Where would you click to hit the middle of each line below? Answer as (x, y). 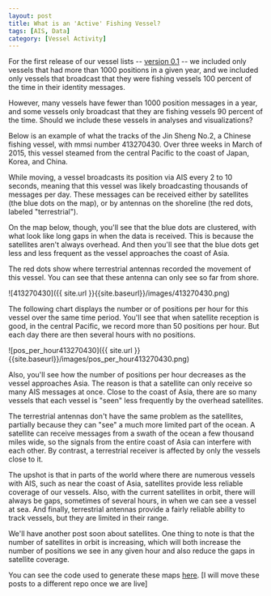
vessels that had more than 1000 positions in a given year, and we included (133, 70)
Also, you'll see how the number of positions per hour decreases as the (127, 375)
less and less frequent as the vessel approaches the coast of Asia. (119, 253)
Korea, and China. (38, 162)
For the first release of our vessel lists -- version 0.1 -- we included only (127, 62)
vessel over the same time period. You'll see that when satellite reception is (134, 317)
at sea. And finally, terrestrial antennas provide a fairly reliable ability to (127, 509)
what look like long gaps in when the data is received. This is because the (131, 236)
